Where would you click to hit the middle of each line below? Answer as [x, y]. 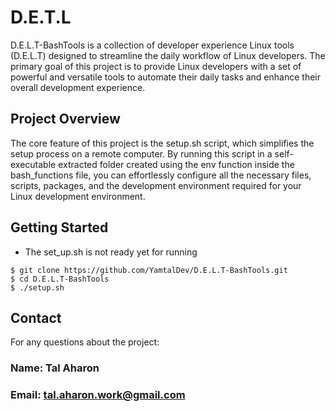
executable [33, 164]
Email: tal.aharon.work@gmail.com [98, 395]
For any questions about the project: [85, 342]
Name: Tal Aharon [55, 368]
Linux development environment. [78, 196]
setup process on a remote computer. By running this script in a [141, 153]
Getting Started [59, 227]
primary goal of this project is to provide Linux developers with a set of [156, 66]
